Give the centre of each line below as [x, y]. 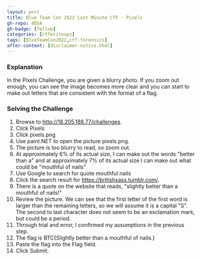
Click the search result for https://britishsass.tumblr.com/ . [87, 180]
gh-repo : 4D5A [25, 23]
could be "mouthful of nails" [51, 167]
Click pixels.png [36, 135]
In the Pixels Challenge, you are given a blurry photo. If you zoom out [93, 80]
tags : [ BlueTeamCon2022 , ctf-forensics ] [57, 40]
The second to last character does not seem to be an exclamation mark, [105, 212]
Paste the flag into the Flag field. [56, 244]
